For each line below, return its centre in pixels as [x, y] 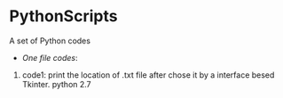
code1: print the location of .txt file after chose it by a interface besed [148, 75]
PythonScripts [63, 16]
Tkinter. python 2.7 [56, 84]
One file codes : [50, 57]
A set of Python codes [50, 41]
